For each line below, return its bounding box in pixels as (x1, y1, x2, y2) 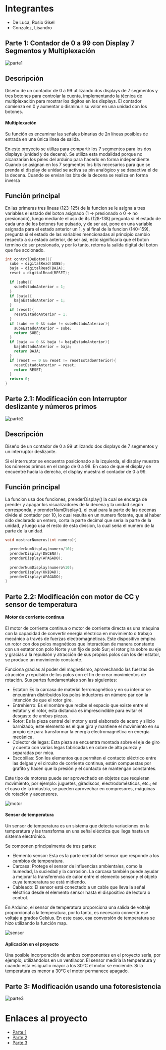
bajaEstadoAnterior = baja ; (14, 344, 72, 350)
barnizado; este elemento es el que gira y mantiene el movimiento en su (12, 723, 160, 729)
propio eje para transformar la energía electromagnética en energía (12, 728, 150, 734)
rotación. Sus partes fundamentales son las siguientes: (5, 677, 117, 683)
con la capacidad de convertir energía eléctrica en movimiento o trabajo (5, 630, 152, 636)
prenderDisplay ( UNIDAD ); (9, 570, 61, 575)
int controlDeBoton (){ (5, 256, 52, 262)
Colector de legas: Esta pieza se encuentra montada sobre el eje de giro (12, 739, 160, 745)
